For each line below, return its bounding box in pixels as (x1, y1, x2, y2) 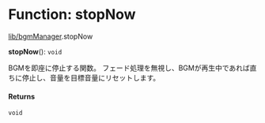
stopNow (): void (8, 47, 62, 56)
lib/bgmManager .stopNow (8, 32, 93, 41)
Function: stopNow (8, 6, 136, 24)
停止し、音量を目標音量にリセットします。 (21, 73, 161, 82)
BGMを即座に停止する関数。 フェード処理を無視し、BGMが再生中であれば (8, 63, 251, 73)
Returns (8, 91, 36, 101)
